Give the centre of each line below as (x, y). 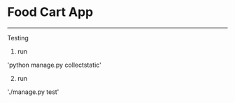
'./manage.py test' (33, 92)
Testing (18, 38)
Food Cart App (50, 12)
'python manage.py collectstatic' (54, 65)
